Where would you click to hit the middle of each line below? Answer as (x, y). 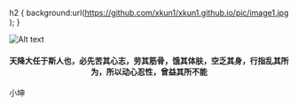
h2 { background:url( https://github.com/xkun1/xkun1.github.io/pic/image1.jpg (149, 13)
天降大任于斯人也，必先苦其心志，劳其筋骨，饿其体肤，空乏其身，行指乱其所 (149, 60)
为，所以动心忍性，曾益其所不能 (149, 72)
